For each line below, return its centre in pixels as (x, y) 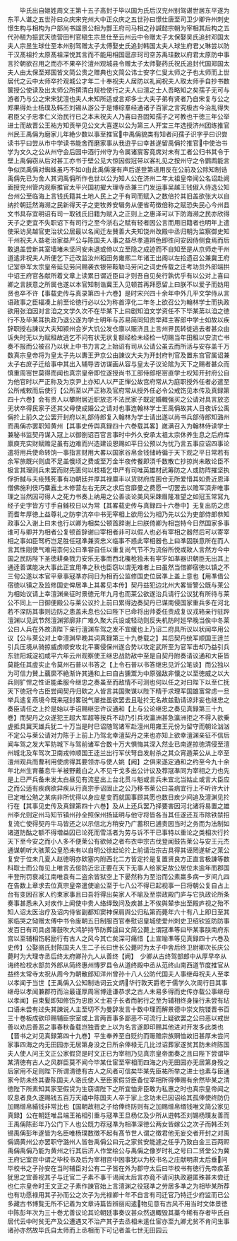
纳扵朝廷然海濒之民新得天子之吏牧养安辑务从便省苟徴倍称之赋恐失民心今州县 (119, 205)
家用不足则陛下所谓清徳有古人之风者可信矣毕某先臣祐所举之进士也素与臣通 (121, 1071)
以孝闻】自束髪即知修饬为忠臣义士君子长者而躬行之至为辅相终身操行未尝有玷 (119, 1000)
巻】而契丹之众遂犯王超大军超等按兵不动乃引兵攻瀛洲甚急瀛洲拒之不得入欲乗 (119, 717)
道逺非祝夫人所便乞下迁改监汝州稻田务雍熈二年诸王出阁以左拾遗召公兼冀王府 (119, 258)
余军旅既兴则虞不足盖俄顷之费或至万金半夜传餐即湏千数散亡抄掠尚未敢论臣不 (119, 461)
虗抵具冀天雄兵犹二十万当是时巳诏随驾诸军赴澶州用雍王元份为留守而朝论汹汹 (119, 726)
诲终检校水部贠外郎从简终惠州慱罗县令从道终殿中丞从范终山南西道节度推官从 (119, 965)
